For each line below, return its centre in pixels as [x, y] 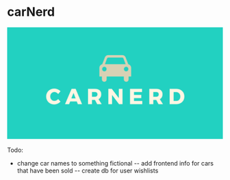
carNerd [31, 12]
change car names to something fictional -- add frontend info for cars [115, 163]
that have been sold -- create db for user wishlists [88, 170]
